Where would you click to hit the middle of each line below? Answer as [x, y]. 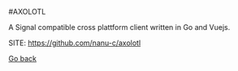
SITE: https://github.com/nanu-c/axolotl [75, 43]
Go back [23, 58]
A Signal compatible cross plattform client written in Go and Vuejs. [119, 27]
